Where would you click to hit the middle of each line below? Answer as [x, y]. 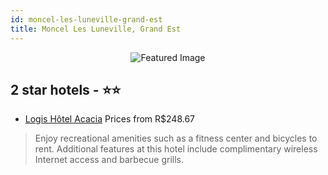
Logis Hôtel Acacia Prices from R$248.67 [110, 119]
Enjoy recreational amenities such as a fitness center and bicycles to [176, 138]
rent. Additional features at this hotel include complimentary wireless [176, 149]
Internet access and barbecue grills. [109, 160]
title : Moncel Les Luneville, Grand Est [96, 29]
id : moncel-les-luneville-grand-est [86, 19]
